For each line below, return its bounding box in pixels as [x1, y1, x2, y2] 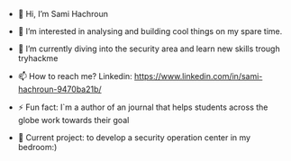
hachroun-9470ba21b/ [17, 84, 102, 94]
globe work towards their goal [17, 115, 130, 125]
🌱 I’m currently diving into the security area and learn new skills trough [17, 43, 281, 54]
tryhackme [17, 53, 59, 63]
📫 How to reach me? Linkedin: [17, 71, 132, 81]
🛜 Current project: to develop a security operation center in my [17, 132, 250, 143]
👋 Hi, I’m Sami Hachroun [17, 9, 108, 19]
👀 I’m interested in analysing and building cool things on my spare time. [17, 26, 283, 36]
